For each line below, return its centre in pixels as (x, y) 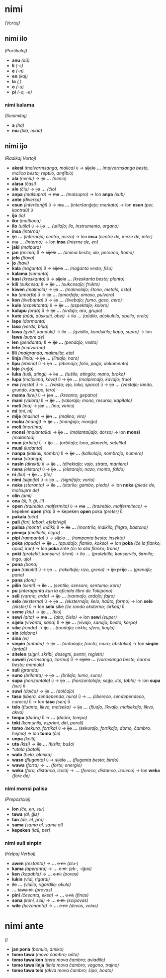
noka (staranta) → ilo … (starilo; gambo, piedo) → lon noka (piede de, (83, 485)
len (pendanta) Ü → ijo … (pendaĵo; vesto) (55, 342)
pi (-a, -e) (22, 92)
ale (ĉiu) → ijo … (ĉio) (34, 189)
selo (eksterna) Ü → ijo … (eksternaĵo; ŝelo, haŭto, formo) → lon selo (82, 601)
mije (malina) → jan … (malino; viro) (49, 416)
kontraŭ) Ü (22, 210)
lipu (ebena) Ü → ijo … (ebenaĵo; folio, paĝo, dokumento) (70, 363)
